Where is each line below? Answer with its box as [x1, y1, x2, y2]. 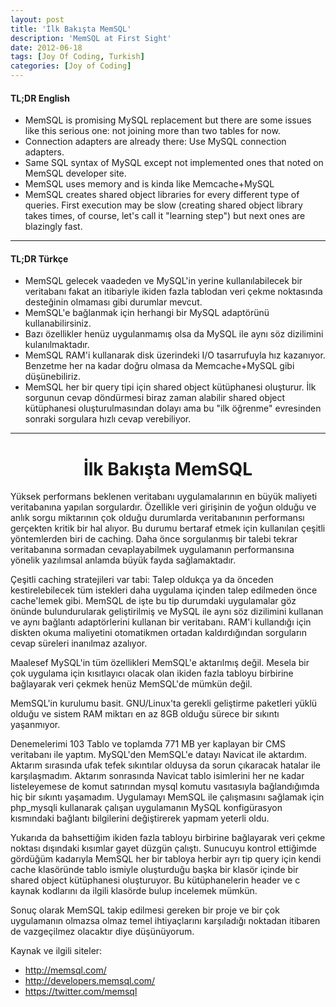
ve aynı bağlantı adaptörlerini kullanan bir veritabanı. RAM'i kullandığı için [10, 616, 312, 628]
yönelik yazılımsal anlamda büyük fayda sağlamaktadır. [10, 554, 237, 566]
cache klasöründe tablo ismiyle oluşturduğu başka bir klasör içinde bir [10, 864, 299, 876]
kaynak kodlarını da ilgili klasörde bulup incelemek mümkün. [10, 885, 258, 897]
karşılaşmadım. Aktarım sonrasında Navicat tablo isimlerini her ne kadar [10, 770, 305, 782]
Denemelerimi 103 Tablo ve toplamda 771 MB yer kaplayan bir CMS [10, 738, 286, 750]
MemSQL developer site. [24, 167, 127, 180]
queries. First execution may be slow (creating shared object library [24, 199, 303, 211]
